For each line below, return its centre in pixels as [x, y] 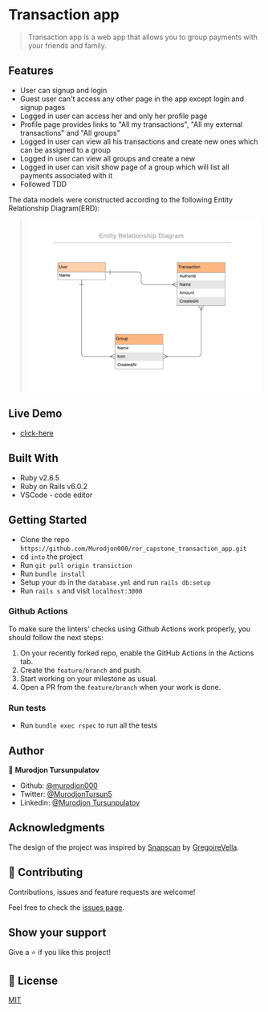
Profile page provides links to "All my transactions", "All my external [131, 124]
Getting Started [48, 520]
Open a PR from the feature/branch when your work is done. [120, 687]
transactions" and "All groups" [70, 133]
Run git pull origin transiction [76, 565]
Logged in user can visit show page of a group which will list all [125, 167]
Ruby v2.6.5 [40, 477]
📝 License [33, 980]
